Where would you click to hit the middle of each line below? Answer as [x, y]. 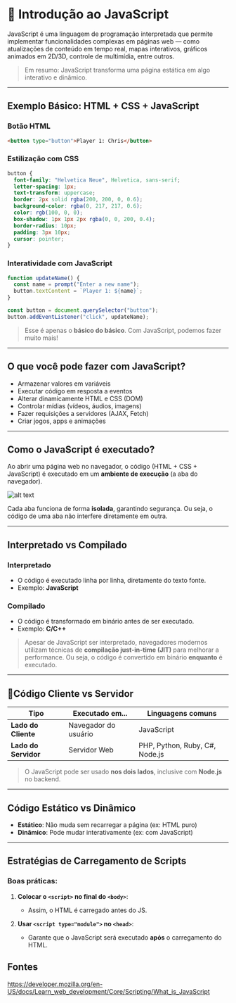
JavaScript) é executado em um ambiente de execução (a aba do [103, 474]
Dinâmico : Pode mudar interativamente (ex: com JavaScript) [105, 833]
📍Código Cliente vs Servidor [71, 694]
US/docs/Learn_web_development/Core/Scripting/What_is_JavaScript [109, 991]
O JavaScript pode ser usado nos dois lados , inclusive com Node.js [123, 772]
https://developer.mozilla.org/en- [55, 984]
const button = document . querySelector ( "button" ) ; [83, 310]
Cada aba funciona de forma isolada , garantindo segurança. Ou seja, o [110, 509]
